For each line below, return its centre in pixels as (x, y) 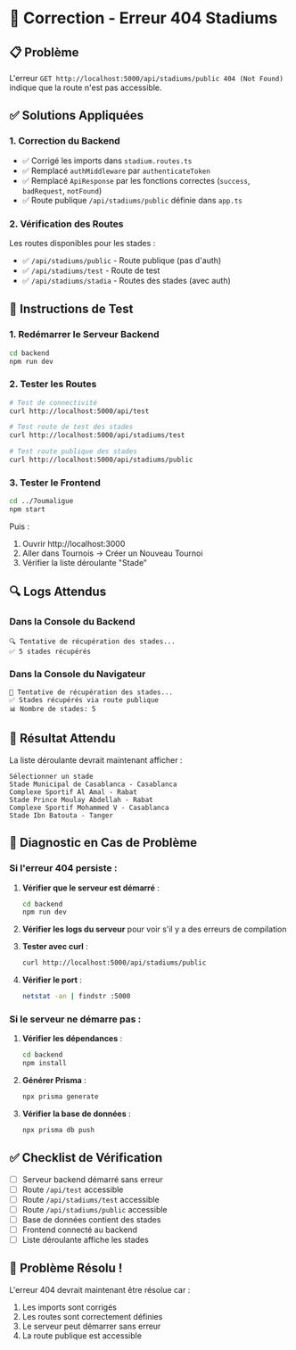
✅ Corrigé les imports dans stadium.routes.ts (107, 161)
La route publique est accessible (82, 1335)
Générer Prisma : (54, 1081)
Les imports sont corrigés (70, 1307)
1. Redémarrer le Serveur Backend (84, 335)
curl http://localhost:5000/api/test (79, 411)
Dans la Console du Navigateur (78, 674)
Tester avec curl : (55, 947)
